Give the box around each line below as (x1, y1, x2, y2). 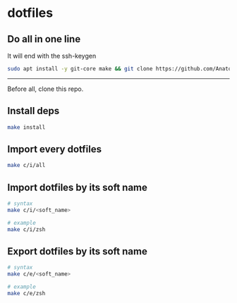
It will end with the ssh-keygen (7, 51, 97, 60)
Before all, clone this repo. (7, 85, 84, 93)
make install (7, 123, 46, 131)
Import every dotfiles (7, 143, 102, 155)
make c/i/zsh (7, 225, 46, 233)
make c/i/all (7, 162, 46, 169)
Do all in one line (7, 33, 81, 45)
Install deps (7, 105, 60, 117)
